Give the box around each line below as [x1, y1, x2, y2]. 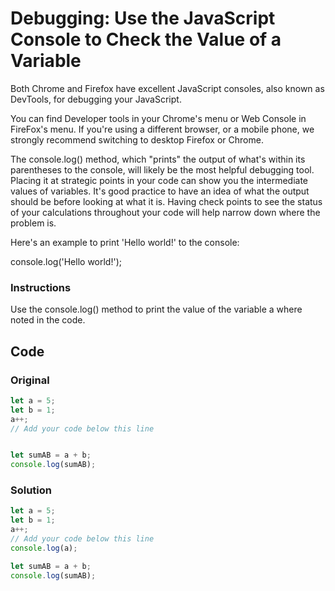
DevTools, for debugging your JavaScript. [10, 93, 182, 105]
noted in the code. [10, 314, 86, 326]
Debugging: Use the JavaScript [10, 7, 276, 30]
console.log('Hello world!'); [10, 255, 122, 267]
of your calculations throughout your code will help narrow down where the [10, 206, 321, 218]
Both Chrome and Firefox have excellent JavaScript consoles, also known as [10, 82, 325, 94]
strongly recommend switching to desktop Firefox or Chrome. [10, 133, 264, 146]
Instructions [10, 280, 72, 294]
